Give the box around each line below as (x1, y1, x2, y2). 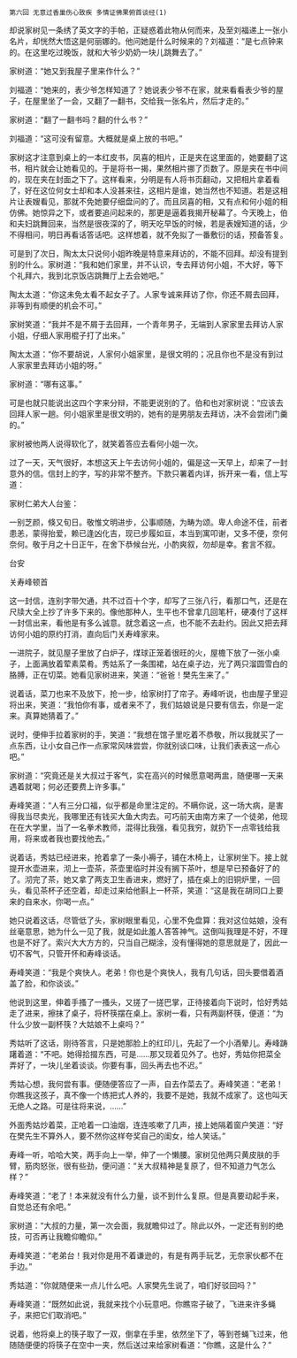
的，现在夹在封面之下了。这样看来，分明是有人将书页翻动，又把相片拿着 (9, 174, 272, 184)
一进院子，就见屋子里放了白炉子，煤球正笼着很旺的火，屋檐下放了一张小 (9, 648, 272, 657)
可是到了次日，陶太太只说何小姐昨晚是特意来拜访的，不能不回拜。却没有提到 (9, 249, 288, 258)
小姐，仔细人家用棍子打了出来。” (9, 330, 126, 341)
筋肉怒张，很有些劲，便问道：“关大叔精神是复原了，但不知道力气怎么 (24, 1161, 277, 1170)
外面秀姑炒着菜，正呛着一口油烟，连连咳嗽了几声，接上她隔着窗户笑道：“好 (9, 1120, 285, 1130)
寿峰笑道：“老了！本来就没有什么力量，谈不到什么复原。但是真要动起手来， (9, 1191, 285, 1201)
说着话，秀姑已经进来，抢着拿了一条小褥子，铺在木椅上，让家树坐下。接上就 (9, 852, 288, 863)
